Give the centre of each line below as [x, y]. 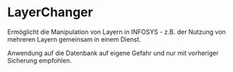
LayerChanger [50, 12]
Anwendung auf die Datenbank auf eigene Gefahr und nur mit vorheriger [113, 53]
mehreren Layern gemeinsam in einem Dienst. [74, 39]
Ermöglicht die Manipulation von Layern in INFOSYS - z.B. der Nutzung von [116, 32]
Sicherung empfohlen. [40, 60]
